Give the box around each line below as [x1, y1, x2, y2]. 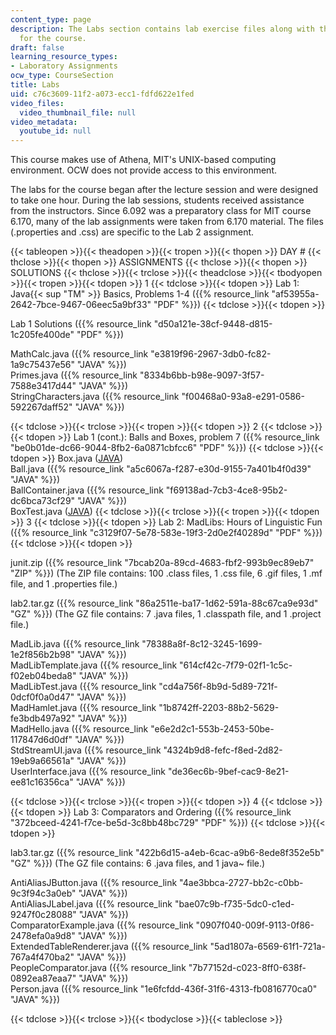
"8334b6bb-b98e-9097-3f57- [139, 369, 265, 381]
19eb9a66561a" [10, 755, 75, 767]
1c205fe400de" [10, 329, 75, 341]
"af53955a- [271, 288, 320, 300]
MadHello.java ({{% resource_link [10, 723, 149, 735]
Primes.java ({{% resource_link [10, 369, 138, 381]
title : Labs [10, 80, 60, 90]
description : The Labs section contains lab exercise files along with [10, 24, 315, 34]
